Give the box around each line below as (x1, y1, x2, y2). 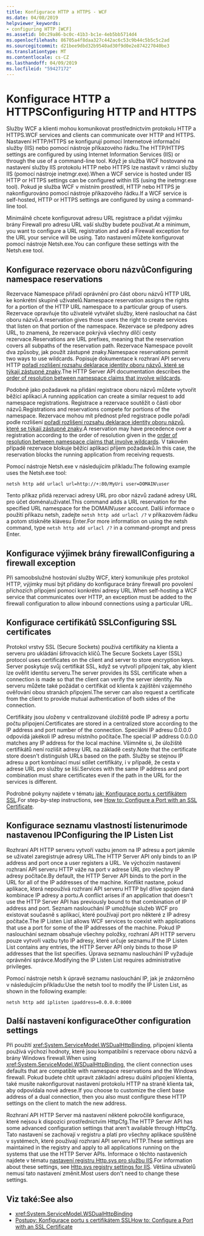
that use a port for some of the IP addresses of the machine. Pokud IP (6, 924, 181, 931)
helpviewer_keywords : (6, 20, 61, 26)
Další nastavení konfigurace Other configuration (6, 1015, 191, 1026)
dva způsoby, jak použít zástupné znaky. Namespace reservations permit (6, 349, 188, 356)
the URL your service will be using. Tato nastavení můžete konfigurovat (6, 234, 184, 241)
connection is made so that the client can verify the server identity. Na (6, 675, 182, 683)
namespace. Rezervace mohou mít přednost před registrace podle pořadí (6, 412, 190, 419)
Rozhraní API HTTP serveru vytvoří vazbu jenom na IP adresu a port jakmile (6, 846, 195, 853)
